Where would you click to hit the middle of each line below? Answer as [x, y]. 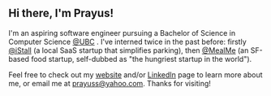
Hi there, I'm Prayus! [61, 13]
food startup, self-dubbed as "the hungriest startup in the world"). [142, 59]
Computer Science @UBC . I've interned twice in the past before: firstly [128, 41]
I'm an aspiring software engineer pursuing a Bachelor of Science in [122, 33]
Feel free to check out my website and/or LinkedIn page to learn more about [135, 74]
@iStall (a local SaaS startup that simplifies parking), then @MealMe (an [129, 50]
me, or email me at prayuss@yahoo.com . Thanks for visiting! [110, 83]
